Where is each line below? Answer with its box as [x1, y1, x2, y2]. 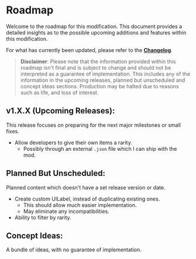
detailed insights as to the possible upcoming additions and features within [6, 29, 187, 36]
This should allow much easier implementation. [23, 201, 137, 208]
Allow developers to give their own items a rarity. [14, 139, 133, 146]
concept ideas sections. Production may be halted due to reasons [20, 82, 180, 89]
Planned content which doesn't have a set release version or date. [6, 184, 166, 191]
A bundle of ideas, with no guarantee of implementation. [6, 246, 142, 253]
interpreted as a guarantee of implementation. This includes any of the [20, 70, 191, 77]
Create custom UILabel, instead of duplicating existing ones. [14, 195, 160, 202]
